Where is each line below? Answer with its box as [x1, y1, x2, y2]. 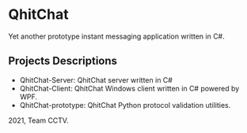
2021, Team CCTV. [8, 116, 69, 125]
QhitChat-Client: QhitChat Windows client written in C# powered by [19, 83, 240, 93]
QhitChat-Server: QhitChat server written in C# [19, 75, 173, 84]
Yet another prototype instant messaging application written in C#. [8, 31, 226, 41]
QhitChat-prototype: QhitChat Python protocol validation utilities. [19, 100, 231, 109]
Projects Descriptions [8, 54, 117, 68]
